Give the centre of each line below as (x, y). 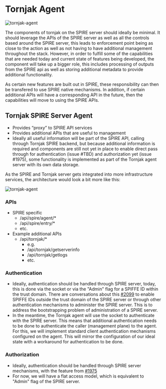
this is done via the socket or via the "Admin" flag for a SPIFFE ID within (85, 289)
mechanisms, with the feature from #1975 (55, 371)
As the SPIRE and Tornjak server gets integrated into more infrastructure (79, 174)
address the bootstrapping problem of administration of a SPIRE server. (85, 310)
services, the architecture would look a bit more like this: (63, 179)
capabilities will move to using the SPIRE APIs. (52, 100)
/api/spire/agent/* (38, 218)
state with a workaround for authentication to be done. (68, 342)
